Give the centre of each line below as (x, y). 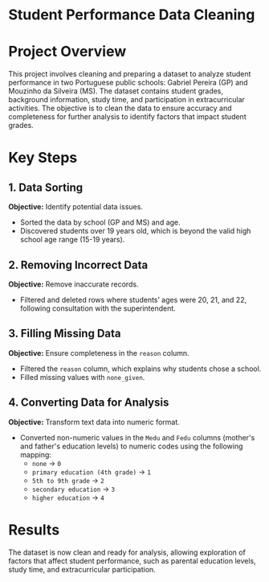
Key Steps (43, 158)
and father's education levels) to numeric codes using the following (131, 446)
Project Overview (67, 52)
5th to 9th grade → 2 (68, 480)
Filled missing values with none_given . (82, 377)
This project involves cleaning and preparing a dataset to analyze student (130, 74)
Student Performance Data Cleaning (132, 15)
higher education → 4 (68, 497)
